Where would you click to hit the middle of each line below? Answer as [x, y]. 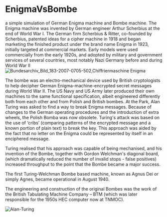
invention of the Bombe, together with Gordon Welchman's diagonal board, [82, 154]
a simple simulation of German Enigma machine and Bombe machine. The [81, 23]
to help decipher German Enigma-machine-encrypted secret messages [79, 85]
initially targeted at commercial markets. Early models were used [72, 49]
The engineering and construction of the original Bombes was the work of [81, 189]
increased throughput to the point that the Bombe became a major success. [83, 164]
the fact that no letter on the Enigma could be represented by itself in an [79, 133]
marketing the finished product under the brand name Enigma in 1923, [77, 44]
